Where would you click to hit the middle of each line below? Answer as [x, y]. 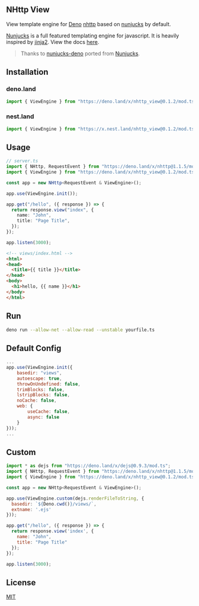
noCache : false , [37, 400]
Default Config [34, 348]
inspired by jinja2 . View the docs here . [53, 42]
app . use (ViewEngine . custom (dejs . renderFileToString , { [75, 498]
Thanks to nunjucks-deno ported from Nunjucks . [80, 53]
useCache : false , [49, 412]
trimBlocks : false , [41, 389]
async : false [44, 417]
